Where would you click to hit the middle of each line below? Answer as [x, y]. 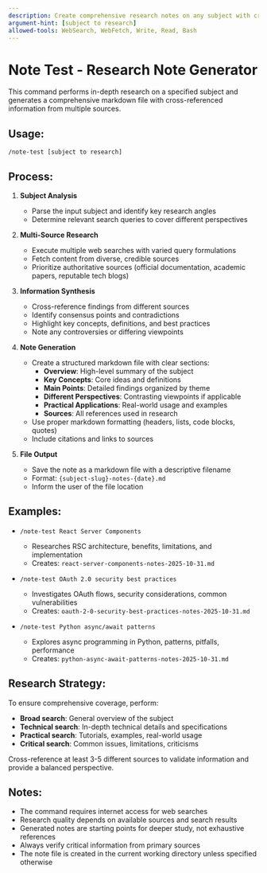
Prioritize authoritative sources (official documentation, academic [139, 267]
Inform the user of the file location [87, 486]
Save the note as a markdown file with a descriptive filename [131, 470]
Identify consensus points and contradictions [106, 314]
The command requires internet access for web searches [114, 812]
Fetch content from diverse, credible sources [105, 259]
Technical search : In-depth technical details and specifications [124, 727]
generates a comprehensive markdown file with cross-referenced [116, 100]
